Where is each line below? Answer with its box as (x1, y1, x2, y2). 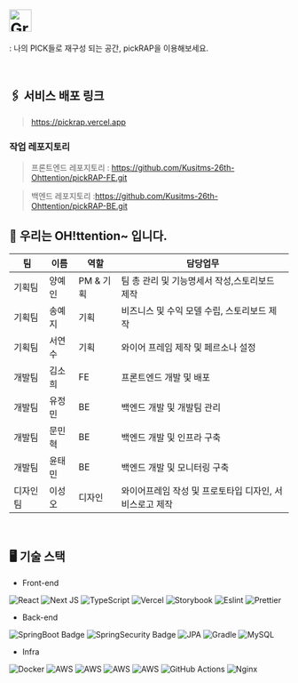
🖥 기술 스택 (9, 550, 66, 565)
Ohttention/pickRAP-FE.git (30, 173, 128, 183)
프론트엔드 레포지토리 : (30, 163, 110, 173)
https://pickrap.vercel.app (30, 117, 127, 127)
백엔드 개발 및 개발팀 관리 (121, 401, 222, 414)
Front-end (21, 577, 59, 588)
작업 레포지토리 (9, 141, 71, 153)
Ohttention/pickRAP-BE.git (30, 201, 129, 212)
